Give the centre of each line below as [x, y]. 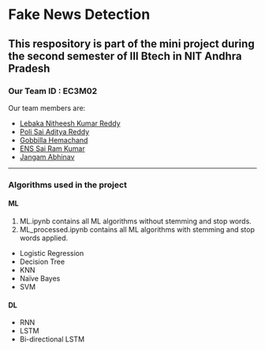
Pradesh [29, 68]
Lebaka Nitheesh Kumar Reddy [70, 123]
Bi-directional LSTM [52, 339]
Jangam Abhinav [47, 156]
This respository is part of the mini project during [131, 44]
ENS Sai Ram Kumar [52, 149]
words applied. [44, 238]
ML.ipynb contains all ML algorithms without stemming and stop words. [136, 221]
